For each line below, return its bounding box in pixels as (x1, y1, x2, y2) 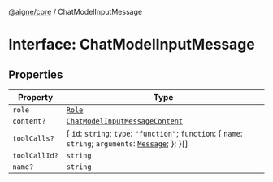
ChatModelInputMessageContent (66, 117, 184, 125)
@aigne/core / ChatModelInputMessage (8, 7, 143, 16)
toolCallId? (12, 151, 59, 160)
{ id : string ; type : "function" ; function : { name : (66, 128, 243, 139)
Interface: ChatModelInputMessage (8, 36, 256, 54)
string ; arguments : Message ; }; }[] (66, 138, 188, 149)
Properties (8, 67, 63, 81)
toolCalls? (12, 134, 54, 143)
